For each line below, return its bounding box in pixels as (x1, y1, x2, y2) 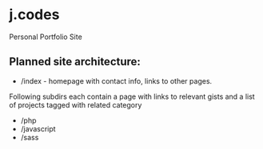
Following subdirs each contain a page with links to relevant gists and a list (9, 92, 255, 101)
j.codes (9, 6, 60, 24)
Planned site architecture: (9, 55, 141, 69)
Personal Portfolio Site (9, 32, 82, 41)
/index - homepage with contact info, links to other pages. (20, 76, 213, 85)
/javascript (20, 124, 56, 133)
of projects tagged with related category (9, 100, 142, 109)
